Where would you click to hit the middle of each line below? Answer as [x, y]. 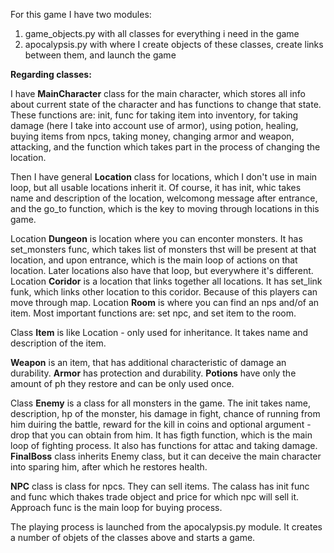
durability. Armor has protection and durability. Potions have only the [153, 373]
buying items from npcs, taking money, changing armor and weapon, [152, 136]
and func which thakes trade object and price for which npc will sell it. [155, 497]
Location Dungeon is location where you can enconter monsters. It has [156, 238]
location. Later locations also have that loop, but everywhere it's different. [162, 270]
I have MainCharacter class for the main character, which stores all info [158, 93]
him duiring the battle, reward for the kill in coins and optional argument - [161, 424]
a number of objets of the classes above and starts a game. [133, 537]
